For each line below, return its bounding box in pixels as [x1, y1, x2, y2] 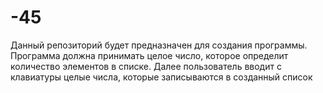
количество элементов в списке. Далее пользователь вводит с [10, 60, 282, 72]
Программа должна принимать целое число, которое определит [10, 49, 289, 61]
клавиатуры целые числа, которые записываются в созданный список [10, 71, 313, 83]
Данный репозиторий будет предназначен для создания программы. [10, 39, 308, 51]
